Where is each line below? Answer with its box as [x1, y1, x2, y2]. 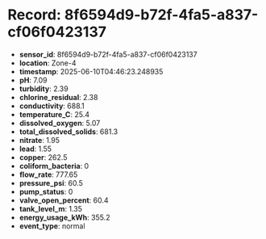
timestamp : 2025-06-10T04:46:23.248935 [19, 66, 164, 76]
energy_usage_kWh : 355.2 [19, 212, 110, 222]
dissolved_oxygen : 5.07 [19, 118, 101, 128]
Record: [7, 6, 62, 24]
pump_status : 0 [19, 187, 73, 196]
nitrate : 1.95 [19, 135, 60, 145]
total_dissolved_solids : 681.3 [19, 127, 118, 136]
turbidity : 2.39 [19, 83, 69, 94]
